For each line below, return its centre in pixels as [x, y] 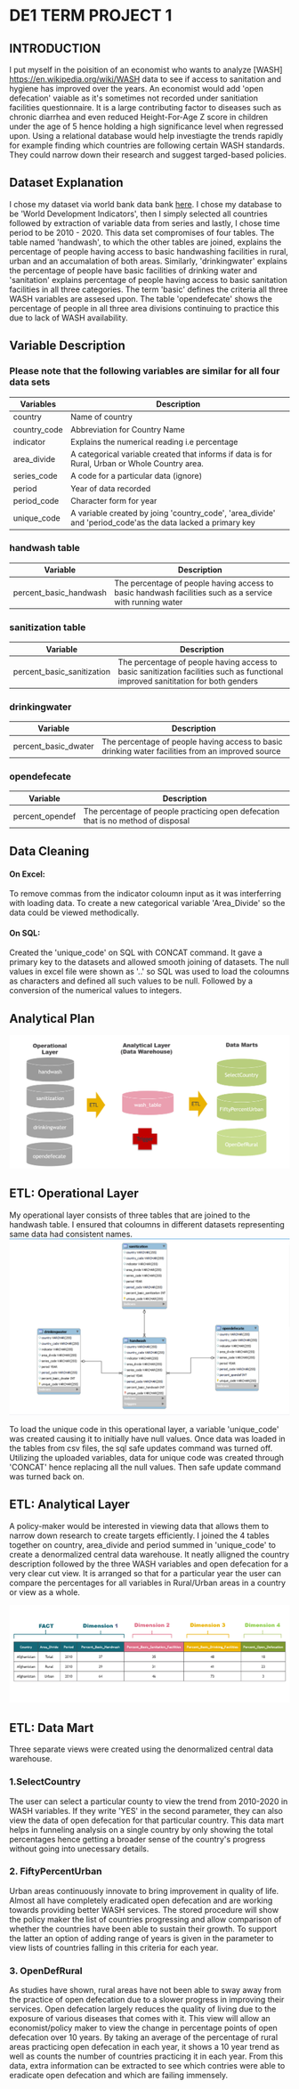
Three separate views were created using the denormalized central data [141, 1749]
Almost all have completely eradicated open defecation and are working [141, 1900]
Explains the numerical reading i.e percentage [154, 441]
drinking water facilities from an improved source [191, 751]
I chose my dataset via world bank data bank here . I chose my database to [145, 204]
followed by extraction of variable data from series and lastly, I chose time [145, 223]
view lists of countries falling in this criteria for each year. [114, 1947]
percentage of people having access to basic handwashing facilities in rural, [149, 251]
